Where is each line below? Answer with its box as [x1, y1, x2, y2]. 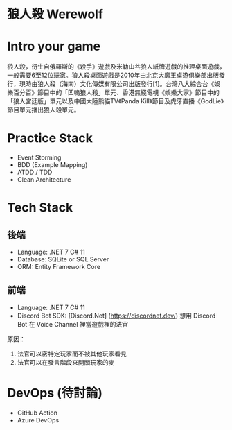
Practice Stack [7, 130, 93, 146]
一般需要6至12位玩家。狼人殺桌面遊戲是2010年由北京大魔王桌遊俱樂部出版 [7, 71, 220, 80]
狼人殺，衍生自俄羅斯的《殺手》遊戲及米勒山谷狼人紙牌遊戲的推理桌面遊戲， [7, 62, 226, 71]
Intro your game [7, 39, 101, 54]
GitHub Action [17, 409, 57, 417]
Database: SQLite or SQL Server [17, 255, 109, 264]
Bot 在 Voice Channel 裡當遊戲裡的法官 [17, 320, 129, 328]
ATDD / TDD [17, 168, 53, 177]
